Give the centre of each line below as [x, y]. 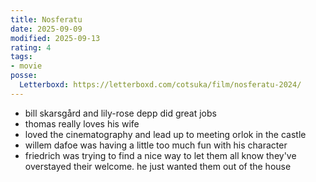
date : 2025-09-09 [46, 29]
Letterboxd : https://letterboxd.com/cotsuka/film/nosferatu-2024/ [160, 85]
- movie [26, 66]
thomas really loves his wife [82, 123]
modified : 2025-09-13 [55, 38]
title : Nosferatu [46, 19]
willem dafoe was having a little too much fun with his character [156, 145]
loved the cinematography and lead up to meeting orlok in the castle [165, 134]
